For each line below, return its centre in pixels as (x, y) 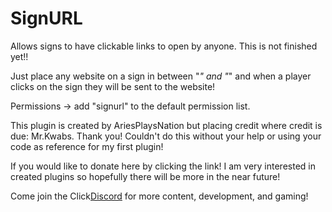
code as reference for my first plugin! (87, 146)
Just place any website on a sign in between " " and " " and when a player (161, 76)
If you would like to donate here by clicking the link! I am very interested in (163, 166)
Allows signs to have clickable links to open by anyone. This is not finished (164, 46)
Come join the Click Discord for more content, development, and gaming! (159, 196)
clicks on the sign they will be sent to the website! (113, 86)
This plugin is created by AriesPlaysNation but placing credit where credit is (166, 125)
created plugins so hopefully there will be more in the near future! (145, 176)
